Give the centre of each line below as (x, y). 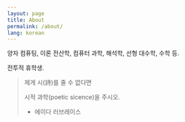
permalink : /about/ (35, 26)
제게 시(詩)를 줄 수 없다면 (58, 83)
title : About (26, 20)
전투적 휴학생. (26, 68)
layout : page (26, 13)
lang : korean (26, 33)
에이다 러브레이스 (58, 112)
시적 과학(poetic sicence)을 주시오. (72, 97)
